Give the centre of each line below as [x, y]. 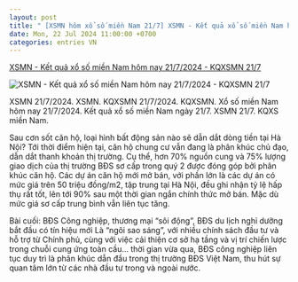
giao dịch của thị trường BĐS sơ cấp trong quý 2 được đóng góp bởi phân [143, 166]
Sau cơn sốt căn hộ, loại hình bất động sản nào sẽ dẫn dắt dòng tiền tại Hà [145, 137]
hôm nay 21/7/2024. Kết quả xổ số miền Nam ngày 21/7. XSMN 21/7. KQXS [144, 111]
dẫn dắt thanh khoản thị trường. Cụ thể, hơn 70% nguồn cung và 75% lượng [148, 157]
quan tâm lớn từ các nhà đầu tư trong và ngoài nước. [105, 268]
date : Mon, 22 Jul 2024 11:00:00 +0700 [83, 34]
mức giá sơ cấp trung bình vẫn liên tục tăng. [90, 204]
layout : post [33, 17]
